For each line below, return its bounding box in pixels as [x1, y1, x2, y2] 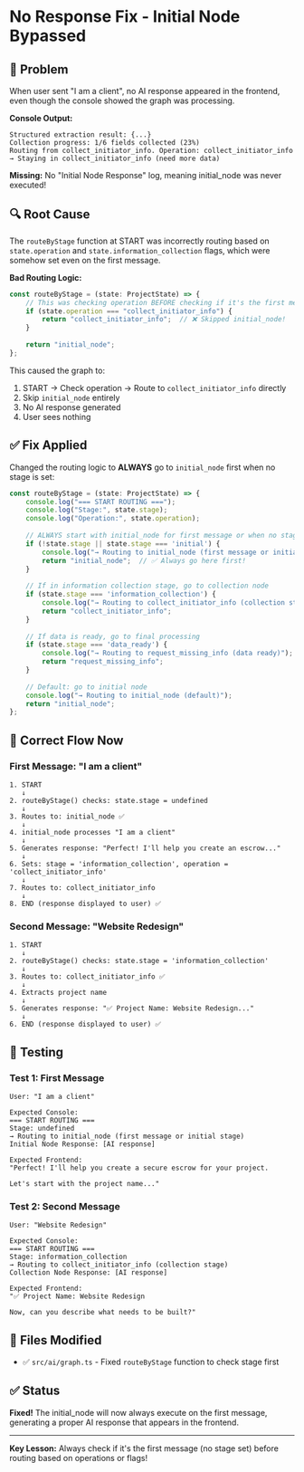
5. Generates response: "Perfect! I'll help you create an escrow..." [9, 844, 281, 853]
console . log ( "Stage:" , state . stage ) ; [25, 505, 168, 515]
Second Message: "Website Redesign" [9, 920, 185, 932]
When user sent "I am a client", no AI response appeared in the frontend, [9, 86, 280, 96]
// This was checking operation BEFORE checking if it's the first [25, 298, 285, 307]
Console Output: [9, 113, 73, 123]
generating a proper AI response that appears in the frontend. [9, 1417, 240, 1428]
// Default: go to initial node [25, 682, 147, 692]
